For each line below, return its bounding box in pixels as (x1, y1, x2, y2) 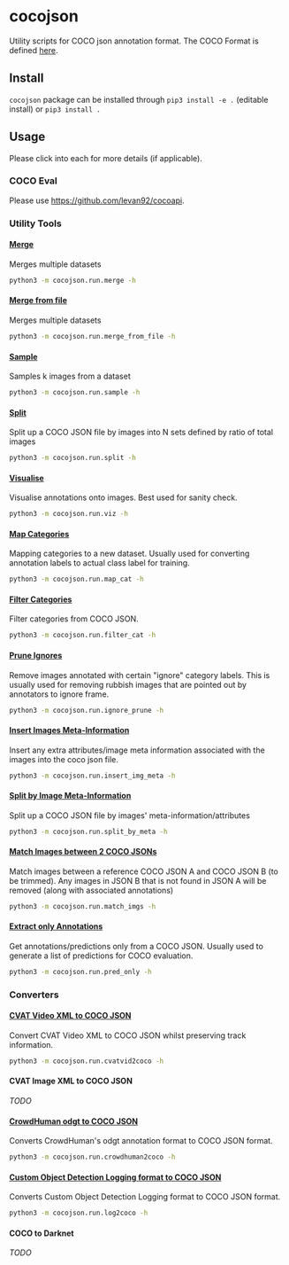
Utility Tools (9, 217, 62, 230)
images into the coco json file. (9, 754, 119, 764)
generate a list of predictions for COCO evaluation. (9, 950, 194, 961)
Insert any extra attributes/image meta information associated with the (9, 745, 265, 755)
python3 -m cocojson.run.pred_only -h (9, 967, 152, 976)
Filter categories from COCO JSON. (9, 613, 139, 624)
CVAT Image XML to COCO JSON (9, 1075, 133, 1087)
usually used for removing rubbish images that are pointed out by (9, 679, 247, 690)
